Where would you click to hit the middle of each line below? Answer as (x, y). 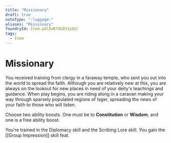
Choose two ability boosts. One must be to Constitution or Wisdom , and (82, 115)
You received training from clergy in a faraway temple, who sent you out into (86, 77)
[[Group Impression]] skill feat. (38, 135)
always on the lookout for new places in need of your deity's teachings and (84, 88)
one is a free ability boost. (33, 120)
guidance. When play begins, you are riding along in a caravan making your (85, 94)
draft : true (18, 15)
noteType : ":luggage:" (29, 19)
